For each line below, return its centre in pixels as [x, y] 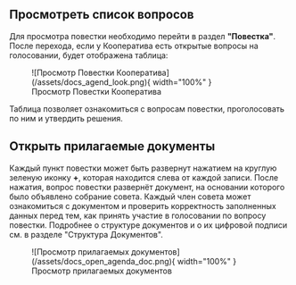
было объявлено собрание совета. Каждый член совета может [130, 197]
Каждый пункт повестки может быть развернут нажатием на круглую [143, 168]
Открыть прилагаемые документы [112, 147]
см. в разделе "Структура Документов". [86, 234]
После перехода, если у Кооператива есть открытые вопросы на [134, 46]
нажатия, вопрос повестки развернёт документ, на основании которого [147, 187]
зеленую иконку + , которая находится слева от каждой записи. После [144, 177]
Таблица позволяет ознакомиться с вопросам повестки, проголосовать [147, 109]
